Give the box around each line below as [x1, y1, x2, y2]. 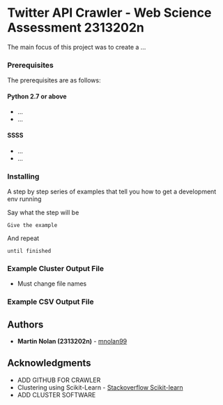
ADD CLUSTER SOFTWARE [17, 390, 96, 399]
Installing [7, 171, 40, 181]
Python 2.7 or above [7, 92, 68, 101]
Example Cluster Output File [7, 263, 105, 273]
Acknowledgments [7, 358, 92, 369]
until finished [7, 247, 52, 254]
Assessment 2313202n [7, 20, 144, 36]
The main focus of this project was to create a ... [7, 43, 146, 51]
